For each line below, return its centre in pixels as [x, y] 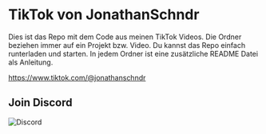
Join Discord [41, 102]
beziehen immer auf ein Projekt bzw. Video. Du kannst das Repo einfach [127, 45]
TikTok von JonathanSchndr [104, 15]
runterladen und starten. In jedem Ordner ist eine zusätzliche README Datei [133, 53]
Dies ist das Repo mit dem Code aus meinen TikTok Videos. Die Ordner [125, 37]
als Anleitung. [31, 62]
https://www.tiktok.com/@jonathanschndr [77, 77]
